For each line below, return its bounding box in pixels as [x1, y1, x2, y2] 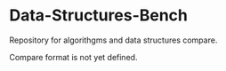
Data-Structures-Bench [9, 5, 189, 26]
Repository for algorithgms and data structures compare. [9, 35, 218, 45]
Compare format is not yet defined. [9, 51, 138, 62]
